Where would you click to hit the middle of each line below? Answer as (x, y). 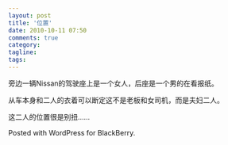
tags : (17, 60)
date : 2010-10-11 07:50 (48, 30)
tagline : (23, 52)
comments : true (33, 38)
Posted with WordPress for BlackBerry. (72, 132)
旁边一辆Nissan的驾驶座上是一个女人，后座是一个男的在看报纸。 (113, 83)
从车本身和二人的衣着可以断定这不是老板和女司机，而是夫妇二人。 (116, 100)
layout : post (30, 15)
